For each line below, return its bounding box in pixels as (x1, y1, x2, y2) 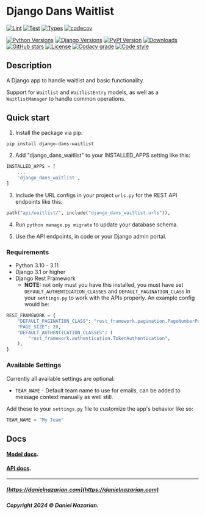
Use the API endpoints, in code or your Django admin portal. (15, 232, 167, 240)
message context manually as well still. (15, 393, 113, 400)
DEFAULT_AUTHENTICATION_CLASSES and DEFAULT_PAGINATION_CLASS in (24, 288, 191, 295)
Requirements (6, 248, 49, 256)
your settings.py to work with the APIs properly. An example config (24, 294, 195, 301)
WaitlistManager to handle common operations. (6, 95, 126, 102)
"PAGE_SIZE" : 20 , (17, 323, 62, 330)
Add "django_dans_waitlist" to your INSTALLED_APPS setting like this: (15, 151, 190, 159)
